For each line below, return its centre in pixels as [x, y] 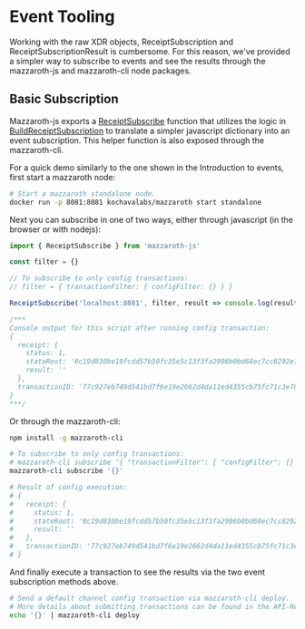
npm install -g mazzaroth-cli [67, 438]
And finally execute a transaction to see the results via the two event [138, 572]
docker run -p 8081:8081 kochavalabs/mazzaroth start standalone [135, 202]
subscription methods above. [64, 581]
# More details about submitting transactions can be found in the [140, 606]
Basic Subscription [64, 99]
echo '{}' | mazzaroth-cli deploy [75, 615]
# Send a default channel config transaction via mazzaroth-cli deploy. [150, 598]
